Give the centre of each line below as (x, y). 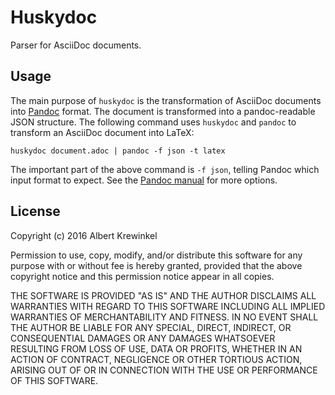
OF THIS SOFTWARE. (54, 380)
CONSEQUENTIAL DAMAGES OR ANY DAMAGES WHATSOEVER (143, 338)
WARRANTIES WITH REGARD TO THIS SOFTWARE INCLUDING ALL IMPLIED (168, 306)
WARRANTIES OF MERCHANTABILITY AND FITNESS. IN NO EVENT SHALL (164, 317)
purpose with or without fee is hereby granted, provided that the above (156, 265)
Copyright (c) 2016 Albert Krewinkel (84, 235)
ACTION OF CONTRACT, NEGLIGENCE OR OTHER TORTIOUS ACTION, (156, 359)
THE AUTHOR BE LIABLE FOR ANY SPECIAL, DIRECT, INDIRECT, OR (151, 327)
